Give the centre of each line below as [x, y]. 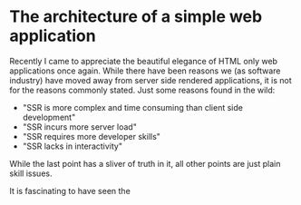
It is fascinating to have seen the [70, 190]
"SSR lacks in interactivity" [72, 146]
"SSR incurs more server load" [80, 127]
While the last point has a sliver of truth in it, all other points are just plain [145, 163]
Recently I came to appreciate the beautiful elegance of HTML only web [144, 61]
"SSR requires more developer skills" [92, 136]
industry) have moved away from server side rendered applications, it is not [150, 80]
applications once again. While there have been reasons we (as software [145, 71]
